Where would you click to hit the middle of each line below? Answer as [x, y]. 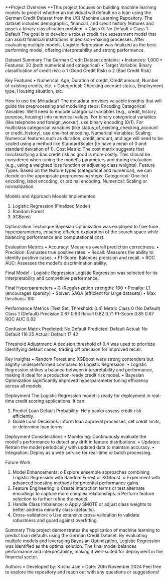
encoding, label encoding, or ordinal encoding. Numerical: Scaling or [76, 181]
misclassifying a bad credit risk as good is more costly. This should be [78, 154]
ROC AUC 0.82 [21, 319]
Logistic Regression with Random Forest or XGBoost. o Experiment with [86, 477]
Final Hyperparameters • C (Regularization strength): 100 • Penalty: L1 [78, 288]
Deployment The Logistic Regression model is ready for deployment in [78, 396]
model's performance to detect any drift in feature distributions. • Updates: [83, 442]
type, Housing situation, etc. [34, 91]
